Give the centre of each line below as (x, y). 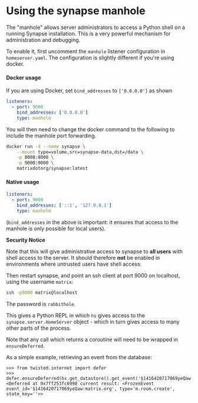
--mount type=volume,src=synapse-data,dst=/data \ (80, 152)
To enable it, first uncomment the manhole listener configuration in (86, 51)
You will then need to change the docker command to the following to (90, 129)
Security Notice (26, 240)
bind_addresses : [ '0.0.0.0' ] (52, 112)
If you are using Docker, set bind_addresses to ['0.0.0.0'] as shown (89, 91)
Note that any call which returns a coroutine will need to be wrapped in (92, 339)
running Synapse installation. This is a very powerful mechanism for (88, 33)
